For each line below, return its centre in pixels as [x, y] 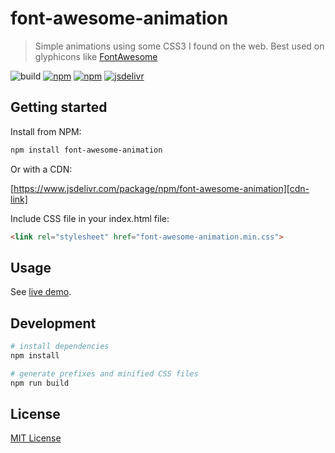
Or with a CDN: [41, 169]
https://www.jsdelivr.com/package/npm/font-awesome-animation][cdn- [161, 188]
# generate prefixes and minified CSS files [104, 373]
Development [53, 323]
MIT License [36, 438]
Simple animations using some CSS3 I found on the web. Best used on [179, 46]
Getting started [59, 107]
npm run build [40, 383]
